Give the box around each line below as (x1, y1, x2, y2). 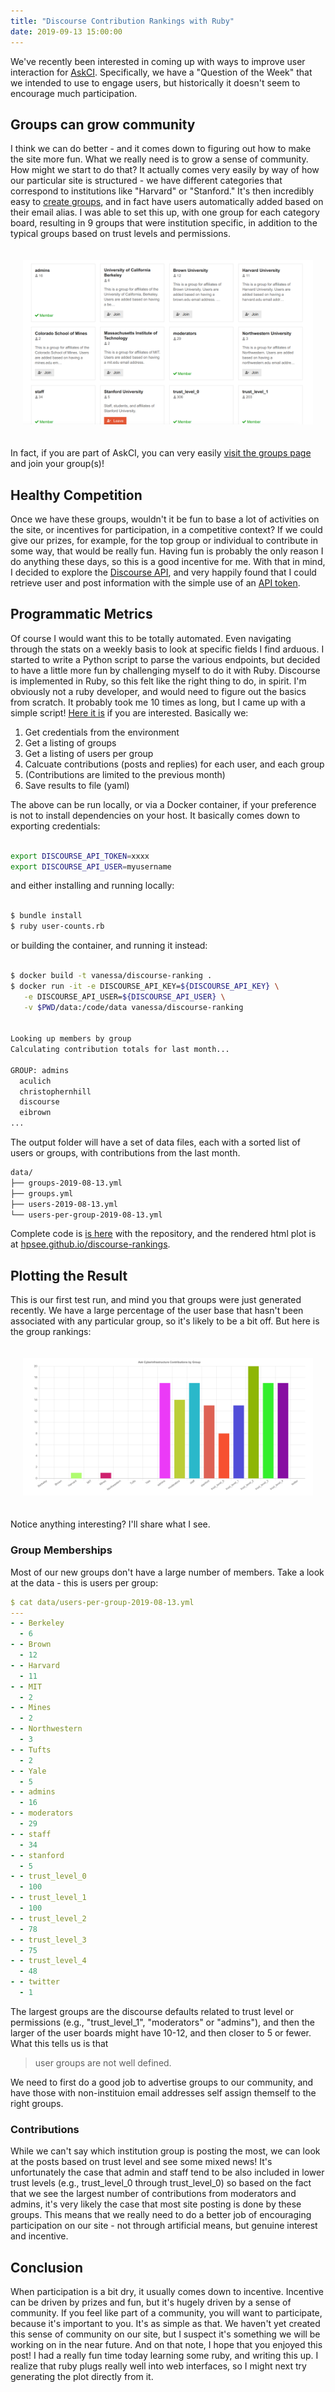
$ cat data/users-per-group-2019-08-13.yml (10, 1597, 195, 1607)
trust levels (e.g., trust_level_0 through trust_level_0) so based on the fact (10, 2177, 312, 2189)
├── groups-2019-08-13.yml (10, 1178, 123, 1188)
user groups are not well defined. (34, 2056, 172, 2069)
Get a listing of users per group (24, 747, 154, 759)
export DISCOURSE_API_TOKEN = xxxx (10, 851, 150, 861)
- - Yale (10, 1766, 47, 1776)
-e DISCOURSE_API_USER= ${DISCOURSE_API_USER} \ (23, 991, 226, 1002)
